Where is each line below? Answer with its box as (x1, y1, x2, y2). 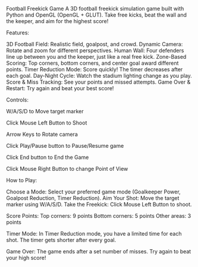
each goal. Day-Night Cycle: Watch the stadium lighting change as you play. (6, 72, 192, 79)
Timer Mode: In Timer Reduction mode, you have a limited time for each (6, 230, 182, 237)
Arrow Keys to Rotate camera (6, 131, 78, 138)
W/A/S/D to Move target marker (6, 108, 84, 115)
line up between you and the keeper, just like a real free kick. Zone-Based (6, 53, 187, 60)
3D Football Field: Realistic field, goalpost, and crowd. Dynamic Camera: (6, 41, 183, 47)
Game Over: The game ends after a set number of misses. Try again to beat (6, 248, 191, 255)
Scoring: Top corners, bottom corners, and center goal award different (6, 59, 179, 66)
